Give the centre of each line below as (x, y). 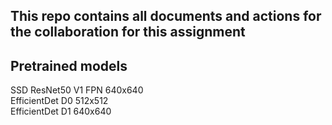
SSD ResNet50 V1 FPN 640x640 (77, 90)
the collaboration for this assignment (128, 32)
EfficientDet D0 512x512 (59, 101)
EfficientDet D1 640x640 (61, 111)
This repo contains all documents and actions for (166, 16)
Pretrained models (69, 65)
